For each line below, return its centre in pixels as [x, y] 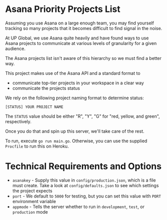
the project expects [32, 191]
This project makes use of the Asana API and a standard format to [73, 73]
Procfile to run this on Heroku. [37, 146]
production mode [30, 212]
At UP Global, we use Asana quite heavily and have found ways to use [77, 38]
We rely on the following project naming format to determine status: [75, 98]
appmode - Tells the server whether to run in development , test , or [78, 207]
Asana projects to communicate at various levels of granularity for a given [81, 43]
